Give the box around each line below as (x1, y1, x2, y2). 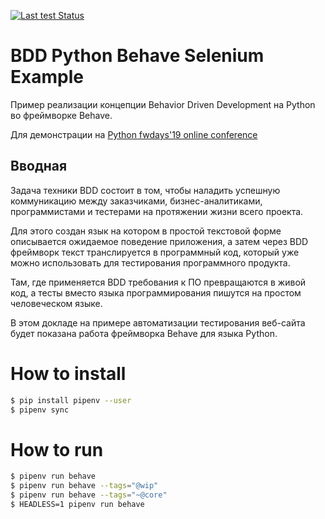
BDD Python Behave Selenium (10, 45, 265, 67)
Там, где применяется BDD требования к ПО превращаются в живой (10, 276, 307, 288)
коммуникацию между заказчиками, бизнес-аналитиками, (10, 195, 263, 207)
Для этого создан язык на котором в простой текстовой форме (10, 225, 282, 237)
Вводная (10, 158, 68, 175)
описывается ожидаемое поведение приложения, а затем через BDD (10, 235, 309, 247)
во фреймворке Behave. (10, 109, 113, 121)
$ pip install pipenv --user (10, 395, 132, 405)
